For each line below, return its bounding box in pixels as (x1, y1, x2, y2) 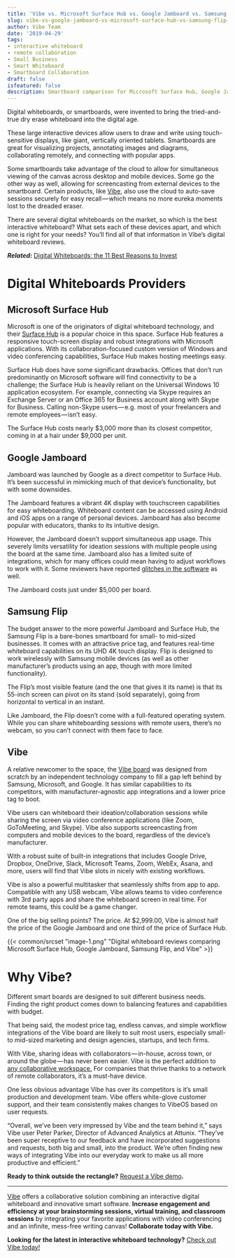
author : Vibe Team (7, 23, 61, 30)
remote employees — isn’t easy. (7, 411, 97, 419)
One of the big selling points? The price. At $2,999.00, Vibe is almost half (7, 916, 219, 924)
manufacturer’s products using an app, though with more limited (7, 662, 192, 670)
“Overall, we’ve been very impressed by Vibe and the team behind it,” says (7, 1121, 222, 1129)
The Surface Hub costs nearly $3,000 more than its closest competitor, (7, 424, 213, 432)
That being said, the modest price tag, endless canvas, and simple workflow (7, 1020, 227, 1029)
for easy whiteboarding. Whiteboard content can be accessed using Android (7, 506, 227, 514)
